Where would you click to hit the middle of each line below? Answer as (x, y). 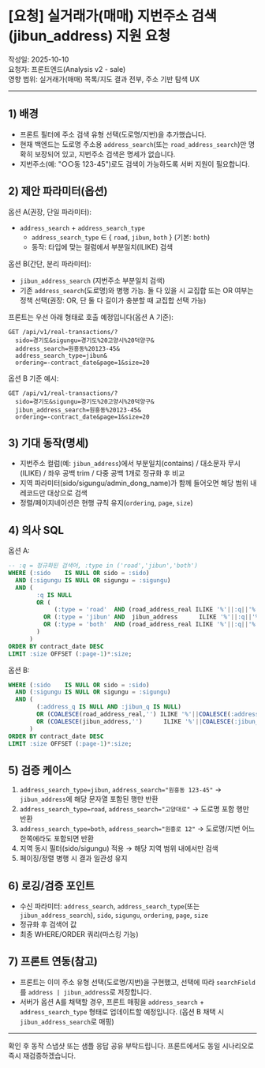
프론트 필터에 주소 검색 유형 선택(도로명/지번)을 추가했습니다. (113, 134)
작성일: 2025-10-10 (39, 59)
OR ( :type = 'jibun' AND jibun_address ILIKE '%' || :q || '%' (153, 617)
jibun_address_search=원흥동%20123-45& (78, 410)
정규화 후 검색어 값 (48, 924)
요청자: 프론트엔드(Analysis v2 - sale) (67, 69)
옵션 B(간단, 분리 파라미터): (50, 263)
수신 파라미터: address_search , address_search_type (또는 (110, 906)
